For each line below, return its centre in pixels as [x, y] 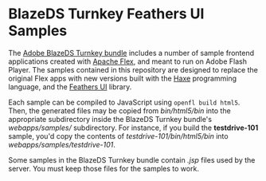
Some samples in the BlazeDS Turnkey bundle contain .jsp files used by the [132, 159]
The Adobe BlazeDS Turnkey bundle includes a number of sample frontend [131, 53]
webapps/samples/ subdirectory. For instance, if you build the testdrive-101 [133, 128]
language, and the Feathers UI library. [70, 87]
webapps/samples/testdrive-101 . [62, 144]
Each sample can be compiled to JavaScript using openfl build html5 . [124, 102]
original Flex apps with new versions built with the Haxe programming [123, 78]
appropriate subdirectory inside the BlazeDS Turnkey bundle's [110, 119]
